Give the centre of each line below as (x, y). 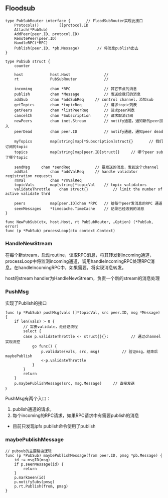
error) (12, 226)
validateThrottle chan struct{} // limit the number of (89, 189)
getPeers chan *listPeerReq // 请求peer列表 (74, 110)
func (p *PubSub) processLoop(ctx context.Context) (60, 231)
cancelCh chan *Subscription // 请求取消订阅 (74, 115)
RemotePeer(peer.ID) (36, 38)
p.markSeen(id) (30, 477)
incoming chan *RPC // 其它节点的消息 (75, 89)
